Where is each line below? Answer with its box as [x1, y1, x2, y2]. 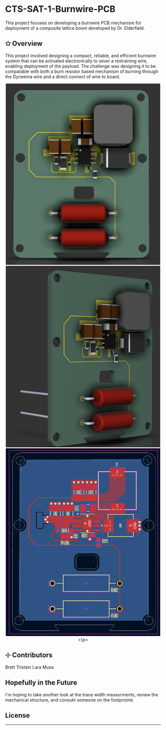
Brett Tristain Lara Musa [5, 664, 54, 670]
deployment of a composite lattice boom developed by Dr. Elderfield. [5, 25, 145, 31]
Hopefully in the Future [5, 679, 78, 687]
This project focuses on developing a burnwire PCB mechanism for [5, 20, 142, 26]
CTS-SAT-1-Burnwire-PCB [5, 3, 116, 15]
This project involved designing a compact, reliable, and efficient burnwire [5, 52, 157, 58]
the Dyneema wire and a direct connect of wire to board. [5, 73, 121, 80]
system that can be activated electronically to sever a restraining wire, [5, 58, 148, 64]
